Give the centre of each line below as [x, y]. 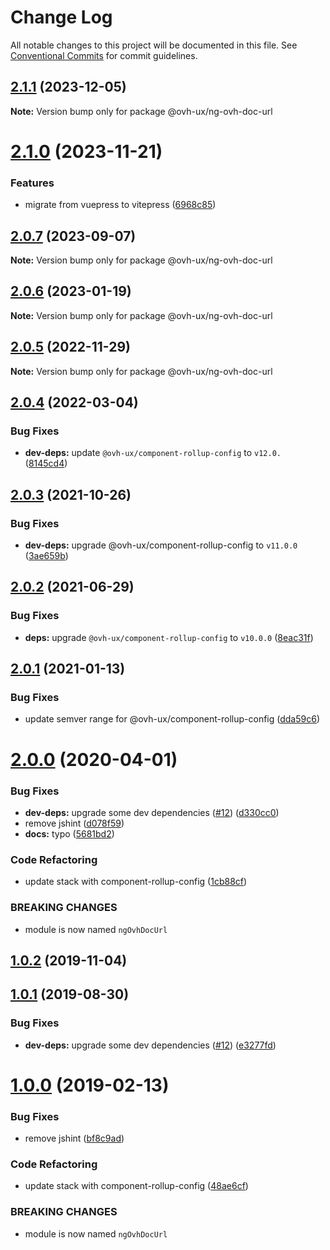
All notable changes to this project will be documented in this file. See [154, 45]
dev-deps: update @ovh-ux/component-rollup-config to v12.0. [153, 453]
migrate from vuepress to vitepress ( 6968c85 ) [120, 205]
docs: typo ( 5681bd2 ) [69, 833]
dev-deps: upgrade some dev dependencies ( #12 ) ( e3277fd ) [150, 1045]
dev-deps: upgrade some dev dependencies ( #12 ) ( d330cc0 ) [152, 812]
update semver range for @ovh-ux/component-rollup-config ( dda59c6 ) [172, 719]
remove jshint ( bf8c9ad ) [74, 1138]
